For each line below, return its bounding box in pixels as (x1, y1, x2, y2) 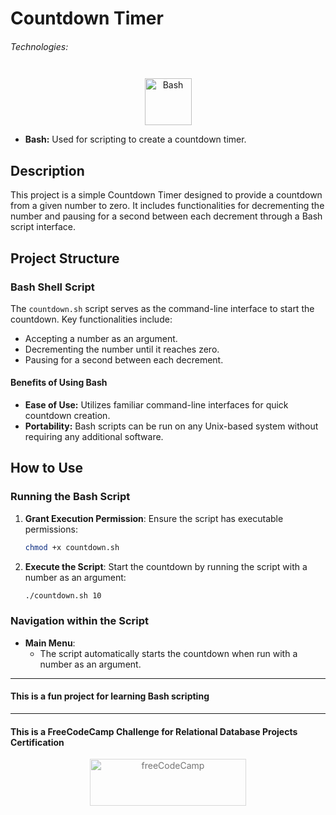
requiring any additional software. (24, 431, 164, 443)
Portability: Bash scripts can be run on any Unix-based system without (24, 420, 319, 432)
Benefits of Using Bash (10, 377, 108, 389)
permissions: (24, 523, 78, 535)
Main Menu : (24, 637, 76, 649)
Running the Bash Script (10, 490, 131, 504)
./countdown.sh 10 (24, 590, 102, 601)
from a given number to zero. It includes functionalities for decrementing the (10, 200, 325, 212)
